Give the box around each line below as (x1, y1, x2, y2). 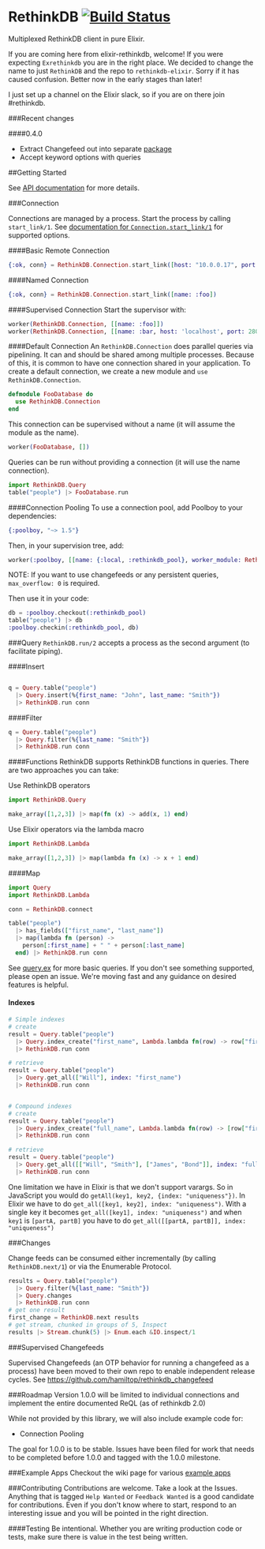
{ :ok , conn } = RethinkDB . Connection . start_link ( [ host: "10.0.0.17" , (8, 261, 238, 268)
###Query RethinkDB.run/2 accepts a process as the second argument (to (8, 638, 250, 647)
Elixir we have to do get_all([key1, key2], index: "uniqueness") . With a (8, 1198, 247, 1208)
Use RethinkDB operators (8, 781, 91, 790)
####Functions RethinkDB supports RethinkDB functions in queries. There (8, 757, 250, 767)
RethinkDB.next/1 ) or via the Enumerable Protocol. (8, 1262, 172, 1271)
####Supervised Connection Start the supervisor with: (8, 305, 187, 314)
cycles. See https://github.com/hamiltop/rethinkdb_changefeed (8, 1375, 214, 1384)
